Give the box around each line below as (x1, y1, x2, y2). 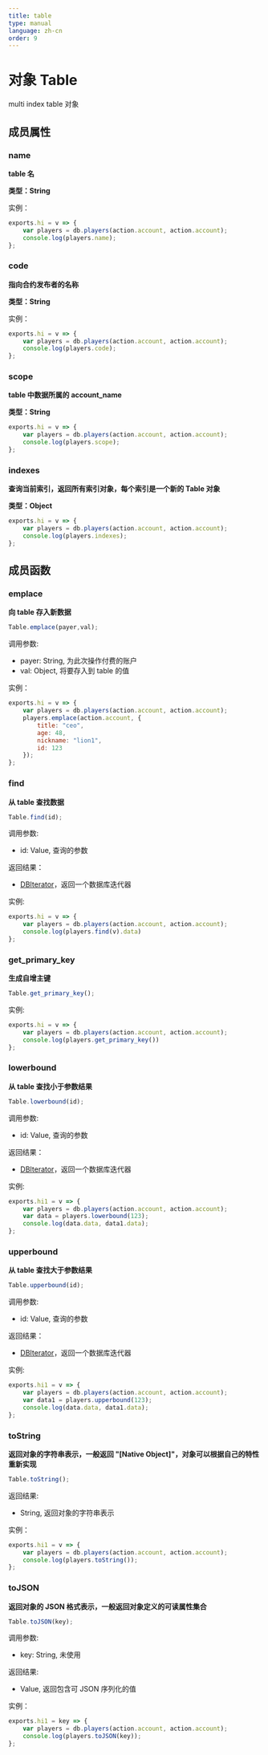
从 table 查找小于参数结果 (8, 1081, 92, 1091)
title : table (8, 11, 52, 20)
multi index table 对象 (8, 100, 79, 109)
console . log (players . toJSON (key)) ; (22, 1733, 142, 1741)
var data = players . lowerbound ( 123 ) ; (22, 1213, 149, 1221)
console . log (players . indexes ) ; (22, 532, 128, 540)
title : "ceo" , (37, 721, 84, 729)
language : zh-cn (8, 26, 63, 35)
